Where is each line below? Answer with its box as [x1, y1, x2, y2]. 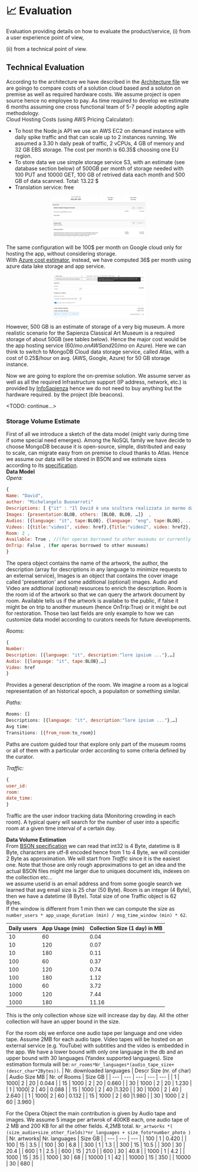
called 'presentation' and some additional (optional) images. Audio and [6, 578, 178, 585]
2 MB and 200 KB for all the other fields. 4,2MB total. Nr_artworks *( [6, 1122, 173, 1130]
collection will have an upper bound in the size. [6, 1018, 121, 1025]
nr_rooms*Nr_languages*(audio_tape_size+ [71, 1062, 175, 1068]
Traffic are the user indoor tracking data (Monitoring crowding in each [6, 812, 176, 820]
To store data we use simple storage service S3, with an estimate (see [14, 158, 185, 165]
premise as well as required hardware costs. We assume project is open [6, 90, 181, 97]
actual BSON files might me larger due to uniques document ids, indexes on [6, 867, 190, 875]
